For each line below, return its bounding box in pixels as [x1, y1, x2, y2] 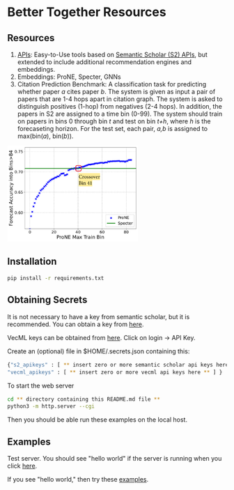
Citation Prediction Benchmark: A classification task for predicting [17, 80, 207, 88]
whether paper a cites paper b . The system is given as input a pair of [17, 88, 216, 95]
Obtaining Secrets [7, 294, 88, 306]
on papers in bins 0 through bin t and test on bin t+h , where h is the [17, 117, 211, 125]
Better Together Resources [7, 4, 166, 20]
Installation [7, 255, 57, 267]
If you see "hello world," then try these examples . [7, 475, 149, 484]
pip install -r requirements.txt [7, 275, 104, 282]
